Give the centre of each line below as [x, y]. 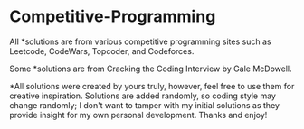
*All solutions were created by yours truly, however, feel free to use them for [152, 86]
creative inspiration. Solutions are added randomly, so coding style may [142, 96]
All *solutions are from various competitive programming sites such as [140, 41]
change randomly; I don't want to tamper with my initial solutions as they [145, 105]
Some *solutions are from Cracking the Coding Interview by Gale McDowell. [151, 69]
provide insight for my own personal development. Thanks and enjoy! [138, 115]
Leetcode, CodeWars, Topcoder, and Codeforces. [102, 51]
